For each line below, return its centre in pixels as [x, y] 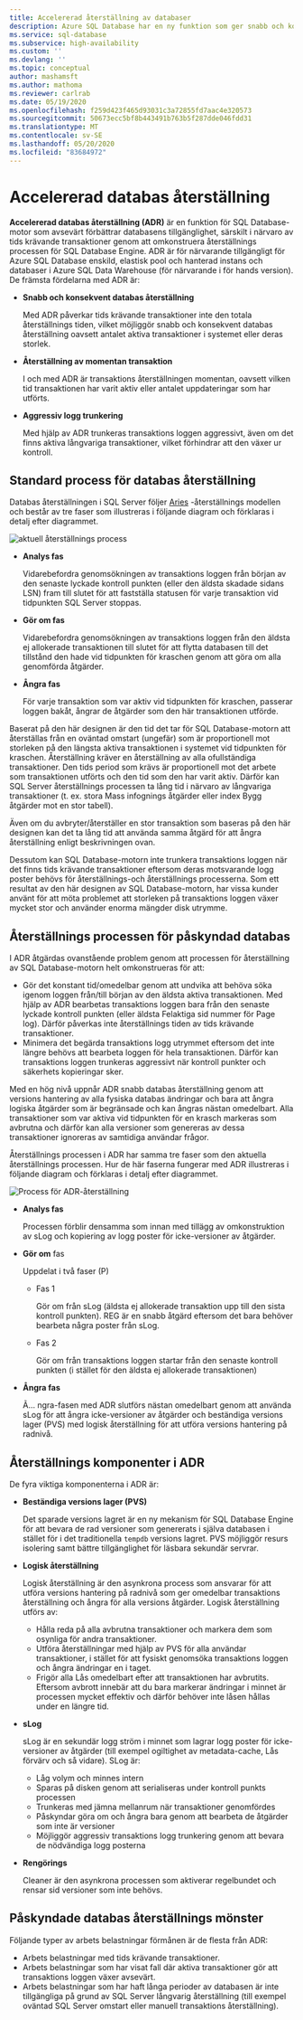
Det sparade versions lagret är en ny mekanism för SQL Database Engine [158, 1519]
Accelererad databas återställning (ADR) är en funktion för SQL [129, 222]
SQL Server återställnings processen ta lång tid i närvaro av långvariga [141, 787]
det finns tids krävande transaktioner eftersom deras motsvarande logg [142, 870]
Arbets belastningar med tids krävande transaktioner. [121, 1958]
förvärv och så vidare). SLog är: [81, 1760]
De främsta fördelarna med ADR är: [75, 279]
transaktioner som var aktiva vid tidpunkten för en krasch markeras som [143, 1119]
